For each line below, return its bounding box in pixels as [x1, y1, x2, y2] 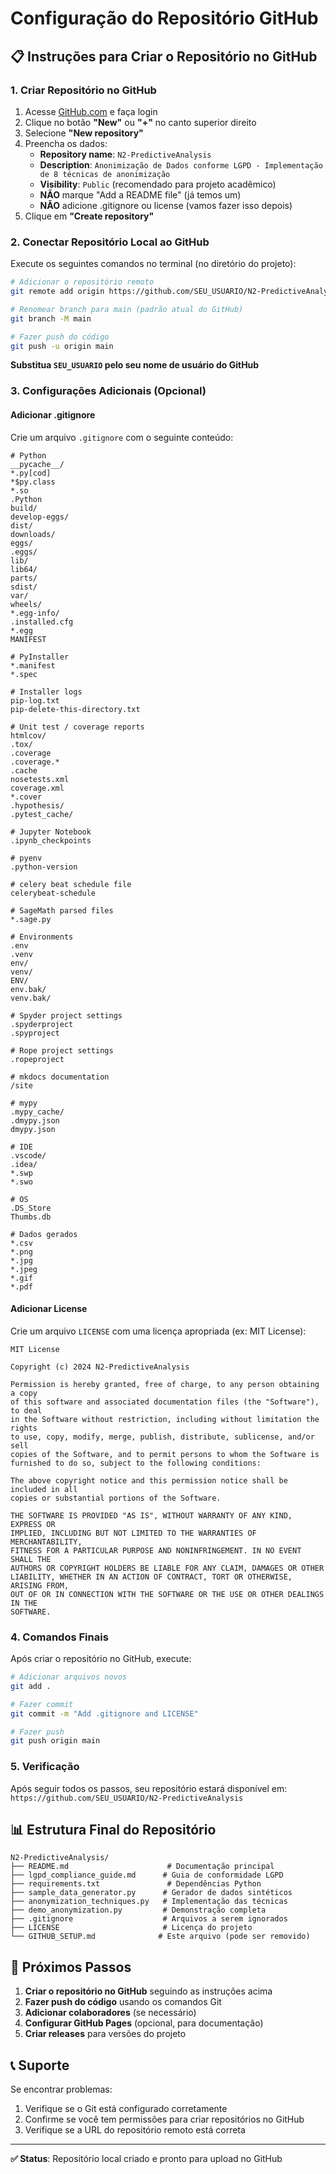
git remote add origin [10, 287, 105, 297]
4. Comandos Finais [10, 1630, 109, 1644]
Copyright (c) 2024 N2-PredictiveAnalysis [10, 1362, 190, 1372]
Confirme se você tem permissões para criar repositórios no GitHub [24, 2113, 305, 2126]
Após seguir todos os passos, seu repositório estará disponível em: [10, 1782, 288, 1794]
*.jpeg [10, 1264, 38, 1274]
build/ [10, 503, 38, 513]
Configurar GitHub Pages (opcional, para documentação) [24, 2017, 264, 2029]
